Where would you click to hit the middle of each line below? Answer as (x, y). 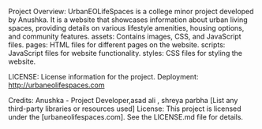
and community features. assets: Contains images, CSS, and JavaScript (125, 36)
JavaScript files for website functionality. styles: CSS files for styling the (125, 53)
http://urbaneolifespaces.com (56, 85)
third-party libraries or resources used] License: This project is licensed (125, 109)
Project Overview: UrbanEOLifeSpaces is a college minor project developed (131, 11)
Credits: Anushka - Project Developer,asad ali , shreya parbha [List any (123, 100)
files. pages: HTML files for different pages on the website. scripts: (117, 45)
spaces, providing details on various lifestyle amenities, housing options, (126, 28)
